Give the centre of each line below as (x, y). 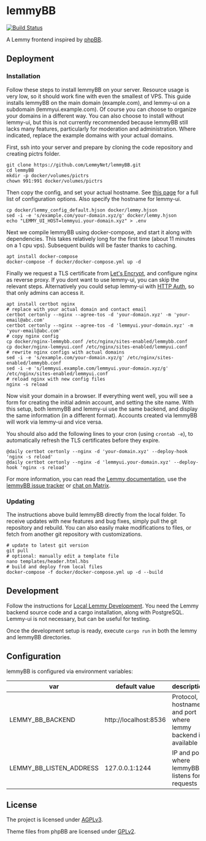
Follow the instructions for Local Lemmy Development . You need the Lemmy (103, 606)
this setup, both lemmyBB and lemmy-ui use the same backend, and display (102, 409)
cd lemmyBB (20, 170)
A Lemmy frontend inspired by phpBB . (55, 39)
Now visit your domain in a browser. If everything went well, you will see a (100, 395)
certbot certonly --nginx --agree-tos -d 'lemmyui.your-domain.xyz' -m (100, 325)
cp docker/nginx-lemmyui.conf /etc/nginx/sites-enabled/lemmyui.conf (97, 347)
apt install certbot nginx (41, 304)
